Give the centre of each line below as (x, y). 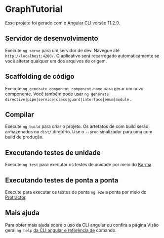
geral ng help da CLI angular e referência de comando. (61, 230)
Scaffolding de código (40, 77)
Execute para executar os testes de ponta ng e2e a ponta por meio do (76, 192)
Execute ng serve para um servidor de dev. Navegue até (62, 50)
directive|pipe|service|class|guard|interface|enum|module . (68, 99)
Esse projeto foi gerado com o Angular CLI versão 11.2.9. (62, 23)
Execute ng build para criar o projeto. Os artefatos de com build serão (77, 126)
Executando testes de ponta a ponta (62, 180)
